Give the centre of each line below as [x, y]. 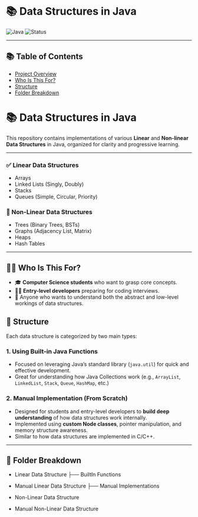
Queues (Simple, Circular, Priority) [56, 197]
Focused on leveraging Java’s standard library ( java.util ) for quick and [102, 364]
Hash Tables [30, 244]
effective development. [43, 371]
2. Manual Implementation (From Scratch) [67, 398]
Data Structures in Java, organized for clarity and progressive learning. [93, 144]
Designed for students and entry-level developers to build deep [92, 411]
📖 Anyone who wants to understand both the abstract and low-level [96, 297]
